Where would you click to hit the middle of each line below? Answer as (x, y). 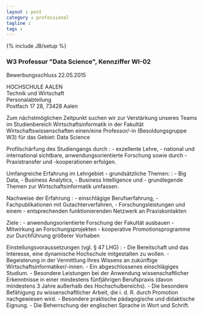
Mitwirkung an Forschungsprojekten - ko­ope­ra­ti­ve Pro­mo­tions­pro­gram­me (98, 229)
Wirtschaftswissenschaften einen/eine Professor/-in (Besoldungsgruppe (97, 130)
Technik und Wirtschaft (35, 93)
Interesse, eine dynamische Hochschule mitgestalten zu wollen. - (88, 254)
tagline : (19, 23)
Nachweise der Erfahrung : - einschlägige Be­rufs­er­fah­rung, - (82, 198)
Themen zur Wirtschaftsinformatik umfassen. (63, 186)
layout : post (24, 12)
